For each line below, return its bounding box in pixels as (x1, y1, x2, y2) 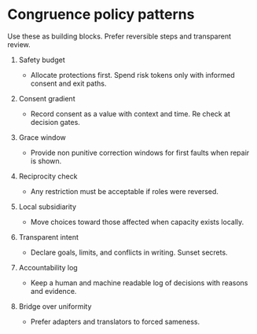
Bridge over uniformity (18, 301, 92, 311)
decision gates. (30, 117, 80, 127)
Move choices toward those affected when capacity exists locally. (30, 217, 244, 226)
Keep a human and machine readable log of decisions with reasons (30, 277, 248, 288)
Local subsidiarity (18, 202, 76, 211)
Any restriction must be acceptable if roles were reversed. (30, 186, 219, 196)
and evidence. (30, 286, 77, 295)
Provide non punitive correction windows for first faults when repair (30, 148, 250, 157)
